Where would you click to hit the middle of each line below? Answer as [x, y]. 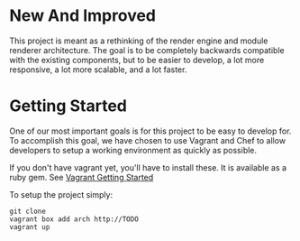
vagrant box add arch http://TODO [74, 219]
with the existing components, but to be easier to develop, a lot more [137, 60]
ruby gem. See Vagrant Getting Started [82, 177]
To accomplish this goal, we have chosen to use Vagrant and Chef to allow [148, 140]
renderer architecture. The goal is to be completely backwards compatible [147, 50]
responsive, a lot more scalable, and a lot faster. [98, 70]
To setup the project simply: [61, 194]
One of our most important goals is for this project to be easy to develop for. [150, 131]
